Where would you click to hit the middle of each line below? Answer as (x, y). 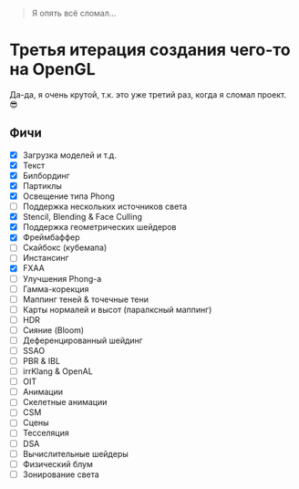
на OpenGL (52, 70)
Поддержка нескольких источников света (105, 207)
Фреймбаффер (51, 237)
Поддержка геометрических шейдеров (99, 227)
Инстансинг (46, 258)
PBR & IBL (41, 361)
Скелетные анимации (65, 402)
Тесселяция (46, 433)
